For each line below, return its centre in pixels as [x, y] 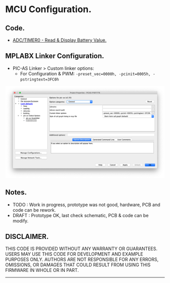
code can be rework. [34, 210]
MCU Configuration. [49, 9]
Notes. [16, 193]
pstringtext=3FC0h [39, 79]
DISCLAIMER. [27, 236]
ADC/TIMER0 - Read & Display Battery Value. [59, 40]
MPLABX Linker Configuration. [55, 56]
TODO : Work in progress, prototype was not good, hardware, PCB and [86, 205]
